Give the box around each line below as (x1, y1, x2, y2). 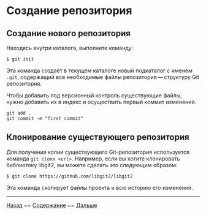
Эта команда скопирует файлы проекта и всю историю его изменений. (6, 184, 193, 191)
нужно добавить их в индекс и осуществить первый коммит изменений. (6, 99, 197, 105)
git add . (6, 110, 32, 116)
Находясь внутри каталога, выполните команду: (6, 44, 134, 51)
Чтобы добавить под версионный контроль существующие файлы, (6, 92, 182, 99)
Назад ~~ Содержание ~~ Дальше (6, 202, 97, 209)
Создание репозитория (6, 4, 132, 18)
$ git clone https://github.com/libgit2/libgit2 (6, 173, 133, 179)
